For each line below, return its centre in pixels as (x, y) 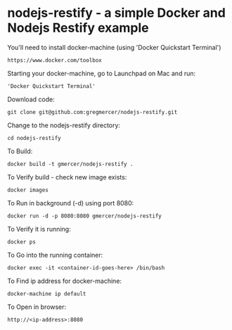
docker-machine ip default (47, 293)
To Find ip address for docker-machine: (64, 281)
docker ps (22, 242)
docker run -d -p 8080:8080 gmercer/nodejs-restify (84, 216)
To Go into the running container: (55, 255)
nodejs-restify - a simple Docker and (117, 13)
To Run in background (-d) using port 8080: (71, 203)
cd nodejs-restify (34, 138)
